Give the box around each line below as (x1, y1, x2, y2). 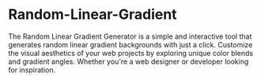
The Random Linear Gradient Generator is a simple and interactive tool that (8, 32, 252, 41)
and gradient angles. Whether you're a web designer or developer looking (8, 57, 249, 66)
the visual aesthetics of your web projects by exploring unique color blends (8, 48, 254, 58)
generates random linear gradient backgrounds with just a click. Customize (8, 39, 253, 49)
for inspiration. (8, 65, 56, 74)
